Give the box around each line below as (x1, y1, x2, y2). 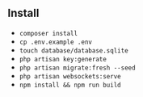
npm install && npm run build (19, 81, 122, 89)
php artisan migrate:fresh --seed (19, 64, 136, 72)
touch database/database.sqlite (19, 46, 128, 55)
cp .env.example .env (19, 38, 92, 46)
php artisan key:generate (19, 55, 107, 63)
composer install (19, 29, 78, 37)
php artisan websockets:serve (19, 72, 122, 80)
